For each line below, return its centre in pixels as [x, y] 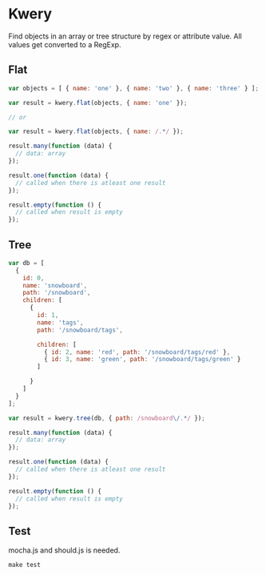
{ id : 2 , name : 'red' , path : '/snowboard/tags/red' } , [137, 352]
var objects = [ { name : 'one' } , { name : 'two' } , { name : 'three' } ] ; [134, 88]
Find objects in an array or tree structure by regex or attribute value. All [125, 36]
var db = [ [26, 263]
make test [25, 565]
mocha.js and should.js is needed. [64, 550]
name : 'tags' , [60, 322]
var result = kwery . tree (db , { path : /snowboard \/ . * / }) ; [107, 418]
